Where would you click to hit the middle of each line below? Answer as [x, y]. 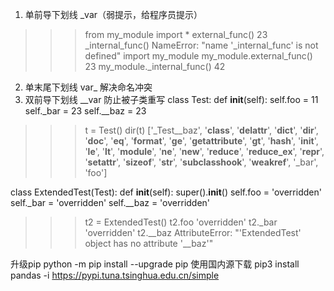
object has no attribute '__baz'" [149, 243]
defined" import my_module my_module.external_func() [198, 56]
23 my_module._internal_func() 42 [155, 66]
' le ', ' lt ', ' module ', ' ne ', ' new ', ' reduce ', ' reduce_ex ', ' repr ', [204, 151]
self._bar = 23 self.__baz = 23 [85, 111]
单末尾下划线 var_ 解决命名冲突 [88, 87]
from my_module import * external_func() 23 [176, 34]
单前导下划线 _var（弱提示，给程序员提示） [113, 14]
